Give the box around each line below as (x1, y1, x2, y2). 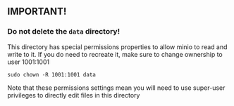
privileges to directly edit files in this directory (7, 91, 140, 99)
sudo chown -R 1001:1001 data (7, 71, 97, 78)
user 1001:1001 (7, 58, 50, 66)
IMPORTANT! (7, 6, 67, 18)
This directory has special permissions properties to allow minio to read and (7, 42, 228, 51)
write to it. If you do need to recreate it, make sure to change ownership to (7, 50, 223, 58)
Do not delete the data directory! (7, 27, 121, 37)
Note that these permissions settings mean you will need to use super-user (7, 84, 226, 92)
